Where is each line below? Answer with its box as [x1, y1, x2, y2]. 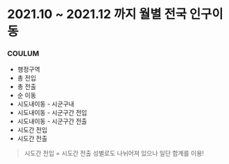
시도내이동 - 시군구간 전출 [17, 117, 87, 125]
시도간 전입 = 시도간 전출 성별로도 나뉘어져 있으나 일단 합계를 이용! [24, 149, 205, 158]
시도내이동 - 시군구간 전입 [17, 109, 87, 117]
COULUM [7, 49, 40, 59]
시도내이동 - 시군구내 [17, 100, 75, 108]
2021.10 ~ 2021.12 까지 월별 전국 [7, 6, 187, 22]
